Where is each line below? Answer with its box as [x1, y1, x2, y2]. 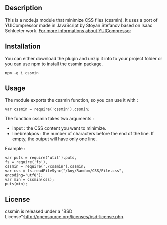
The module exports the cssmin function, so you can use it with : [5, 97, 138, 103]
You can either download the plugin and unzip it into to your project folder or [5, 55, 162, 61]
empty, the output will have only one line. [12, 136, 97, 142]
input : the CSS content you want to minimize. [12, 125, 106, 131]
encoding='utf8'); [5, 173, 43, 178]
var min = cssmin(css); [5, 177, 55, 182]
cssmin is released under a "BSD [5, 208, 73, 214]
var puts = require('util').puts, [5, 155, 77, 160]
